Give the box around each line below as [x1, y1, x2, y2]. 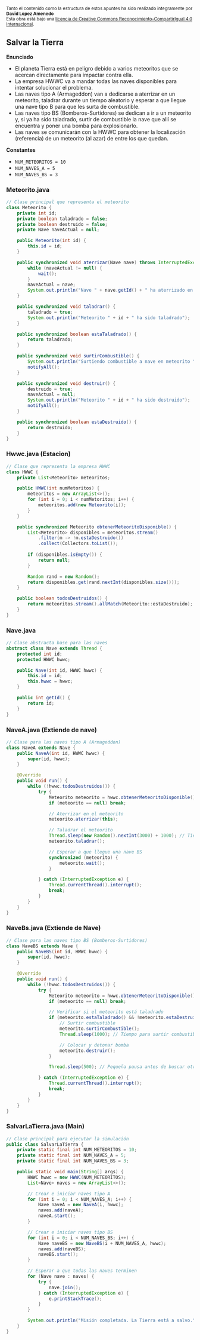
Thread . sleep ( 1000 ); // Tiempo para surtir [59, 1031, 169, 1037]
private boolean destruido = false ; [17, 221, 108, 227]
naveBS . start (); [37, 1252, 79, 1258]
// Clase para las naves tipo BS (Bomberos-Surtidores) [6, 937, 148, 943]
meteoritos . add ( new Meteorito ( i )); [37, 502, 127, 508]
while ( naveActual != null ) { [27, 265, 102, 271]
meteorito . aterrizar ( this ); [48, 816, 118, 822]
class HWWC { [6, 469, 39, 475]
